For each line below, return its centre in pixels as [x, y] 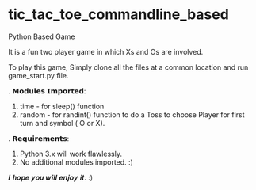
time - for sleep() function [62, 106]
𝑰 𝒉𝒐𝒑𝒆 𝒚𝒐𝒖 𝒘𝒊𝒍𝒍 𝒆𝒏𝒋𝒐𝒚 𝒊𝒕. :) [51, 177]
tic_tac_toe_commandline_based [119, 15]
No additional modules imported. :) [76, 162]
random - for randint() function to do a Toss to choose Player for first [132, 114]
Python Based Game [42, 36]
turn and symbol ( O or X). [62, 123]
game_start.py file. [38, 75]
